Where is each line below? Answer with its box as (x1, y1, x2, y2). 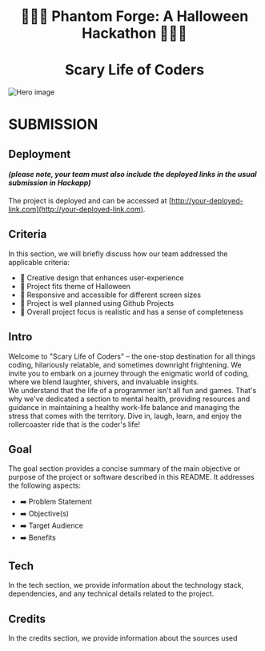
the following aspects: (8, 480, 82, 491)
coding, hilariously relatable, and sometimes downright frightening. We (8, 360, 242, 369)
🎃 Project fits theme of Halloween (19, 281, 130, 291)
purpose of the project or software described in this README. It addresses (8, 472, 255, 482)
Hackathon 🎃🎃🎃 (81, 24, 188, 42)
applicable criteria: (8, 257, 70, 267)
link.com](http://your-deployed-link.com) (8, 204, 144, 214)
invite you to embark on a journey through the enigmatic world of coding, (8, 368, 250, 378)
